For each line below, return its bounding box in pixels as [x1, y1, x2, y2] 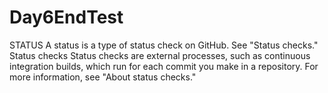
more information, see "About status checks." [9, 71, 197, 83]
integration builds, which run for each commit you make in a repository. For [9, 60, 319, 72]
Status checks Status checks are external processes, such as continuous [9, 49, 311, 61]
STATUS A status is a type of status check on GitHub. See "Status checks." [9, 39, 319, 51]
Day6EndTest [9, 6, 124, 29]
